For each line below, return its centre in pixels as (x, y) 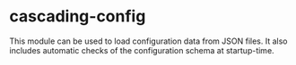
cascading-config (78, 16)
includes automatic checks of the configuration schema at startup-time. (142, 50)
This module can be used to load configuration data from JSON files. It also (148, 41)
